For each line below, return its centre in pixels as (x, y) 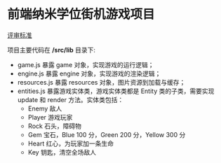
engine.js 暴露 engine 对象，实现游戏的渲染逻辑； (89, 73)
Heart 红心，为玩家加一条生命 (71, 143)
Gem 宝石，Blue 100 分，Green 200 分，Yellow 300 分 (107, 134)
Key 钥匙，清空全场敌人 (62, 152)
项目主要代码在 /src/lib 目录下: (52, 50)
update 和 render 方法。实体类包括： (71, 99)
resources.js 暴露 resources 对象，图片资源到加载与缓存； (101, 82)
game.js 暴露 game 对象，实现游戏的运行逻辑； (86, 64)
